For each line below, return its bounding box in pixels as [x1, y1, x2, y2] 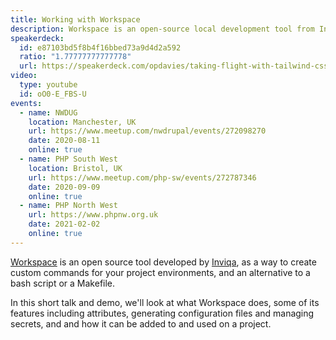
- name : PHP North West [19, 201, 118, 211]
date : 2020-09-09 [28, 182, 101, 192]
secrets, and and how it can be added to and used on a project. [10, 317, 272, 330]
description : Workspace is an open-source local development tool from [10, 24, 315, 34]
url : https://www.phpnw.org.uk [28, 210, 159, 220]
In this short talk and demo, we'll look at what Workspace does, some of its [10, 296, 320, 308]
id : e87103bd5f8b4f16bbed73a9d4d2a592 [19, 42, 182, 53]
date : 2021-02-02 [28, 219, 101, 230]
